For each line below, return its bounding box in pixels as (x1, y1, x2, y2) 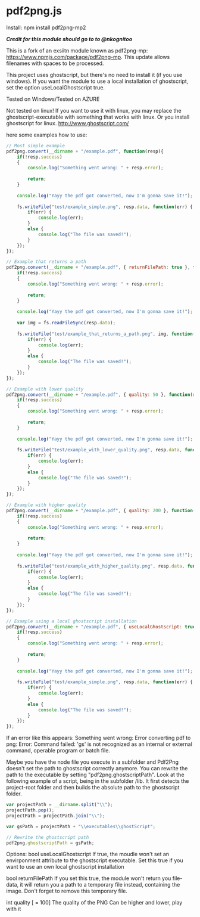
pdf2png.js (6, 4, 62, 18)
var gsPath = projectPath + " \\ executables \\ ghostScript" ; (6, 823, 156, 829)
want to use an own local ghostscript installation (6, 863, 124, 870)
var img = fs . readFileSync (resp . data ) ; (17, 320, 116, 326)
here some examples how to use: (6, 131, 87, 138)
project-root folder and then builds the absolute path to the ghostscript (6, 784, 180, 791)
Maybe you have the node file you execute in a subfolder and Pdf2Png (6, 758, 179, 766)
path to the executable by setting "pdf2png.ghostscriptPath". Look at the (6, 771, 185, 779)
